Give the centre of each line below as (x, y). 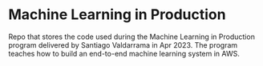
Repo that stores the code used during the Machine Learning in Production (131, 37)
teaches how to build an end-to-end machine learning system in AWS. (124, 53)
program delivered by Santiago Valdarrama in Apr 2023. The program (123, 45)
